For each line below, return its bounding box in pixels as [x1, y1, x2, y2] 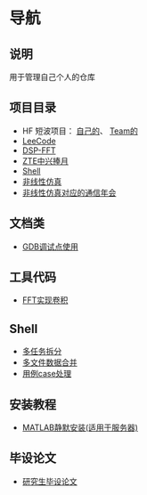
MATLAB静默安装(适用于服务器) [21, 422, 138, 433]
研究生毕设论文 [21, 475, 78, 486]
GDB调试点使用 [21, 241, 78, 252]
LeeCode [21, 135, 56, 146]
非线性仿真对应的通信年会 [21, 187, 117, 198]
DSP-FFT [21, 144, 56, 156]
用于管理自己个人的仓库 [9, 72, 95, 82]
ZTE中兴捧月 [21, 155, 69, 166]
